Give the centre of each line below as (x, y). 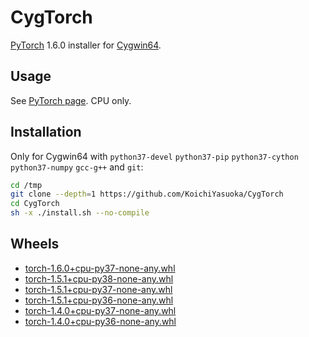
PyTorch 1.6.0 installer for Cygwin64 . (86, 45)
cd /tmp (26, 185)
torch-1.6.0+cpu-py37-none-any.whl (100, 268)
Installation (46, 132)
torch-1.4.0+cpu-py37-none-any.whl (100, 310)
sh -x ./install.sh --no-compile (80, 213)
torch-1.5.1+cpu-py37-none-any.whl (98, 289)
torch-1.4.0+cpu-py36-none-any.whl (100, 321)
